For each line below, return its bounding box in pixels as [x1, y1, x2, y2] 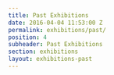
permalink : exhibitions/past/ [8, 26, 107, 34]
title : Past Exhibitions [8, 11, 89, 20]
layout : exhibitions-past [8, 55, 92, 63]
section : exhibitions [8, 48, 79, 55]
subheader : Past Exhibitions [8, 41, 103, 48]
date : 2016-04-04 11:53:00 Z [8, 19, 103, 27]
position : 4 [8, 33, 47, 41]
